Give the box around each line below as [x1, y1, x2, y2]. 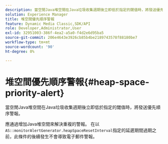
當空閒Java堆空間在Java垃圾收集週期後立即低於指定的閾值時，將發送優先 [5, 104, 156, 110]
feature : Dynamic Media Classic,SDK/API [5, 21, 91, 26]
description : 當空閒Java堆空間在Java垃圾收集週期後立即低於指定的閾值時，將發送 [5, 7, 156, 12]
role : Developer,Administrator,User [5, 26, 81, 31]
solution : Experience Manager [5, 12, 68, 17]
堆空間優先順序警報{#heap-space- [5, 76, 149, 88]
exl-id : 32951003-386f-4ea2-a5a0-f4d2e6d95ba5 [5, 30, 104, 35]
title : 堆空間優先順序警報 [5, 16, 55, 21]
